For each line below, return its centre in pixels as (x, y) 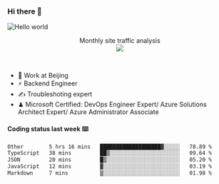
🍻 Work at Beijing (43, 76)
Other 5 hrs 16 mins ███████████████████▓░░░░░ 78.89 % (110, 147)
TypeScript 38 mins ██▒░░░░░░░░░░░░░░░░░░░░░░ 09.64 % (110, 153)
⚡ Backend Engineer (47, 83)
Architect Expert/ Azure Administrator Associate (88, 112)
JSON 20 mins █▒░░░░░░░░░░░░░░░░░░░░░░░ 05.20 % (110, 160)
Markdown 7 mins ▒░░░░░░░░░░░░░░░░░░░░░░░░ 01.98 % (110, 173)
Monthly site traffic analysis (120, 41)
